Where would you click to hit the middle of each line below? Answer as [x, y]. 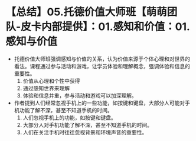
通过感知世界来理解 [46, 88]
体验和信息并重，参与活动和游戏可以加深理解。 [80, 95]
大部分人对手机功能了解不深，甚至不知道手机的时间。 [88, 125]
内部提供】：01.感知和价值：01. [116, 27]
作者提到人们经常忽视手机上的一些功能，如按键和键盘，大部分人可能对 [99, 103]
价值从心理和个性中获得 [51, 80]
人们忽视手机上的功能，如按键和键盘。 [69, 117]
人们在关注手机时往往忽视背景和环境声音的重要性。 [85, 132]
